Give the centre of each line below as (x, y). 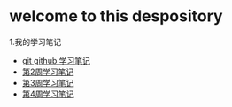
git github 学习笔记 (56, 60)
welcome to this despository (116, 16)
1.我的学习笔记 (35, 42)
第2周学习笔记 (48, 72)
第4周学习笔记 (48, 94)
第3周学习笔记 (48, 82)
